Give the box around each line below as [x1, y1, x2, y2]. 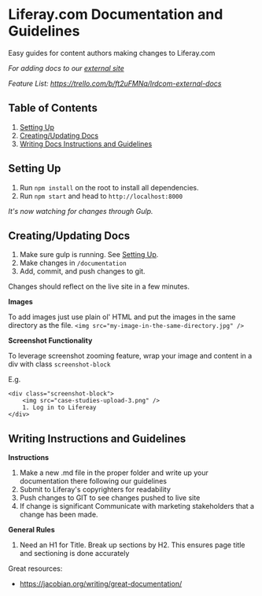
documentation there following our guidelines [19, 476, 168, 486]
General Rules [8, 525, 55, 535]
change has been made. [19, 510, 98, 520]
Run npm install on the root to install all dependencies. [19, 182, 199, 192]
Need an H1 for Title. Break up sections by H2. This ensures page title [19, 540, 245, 550]
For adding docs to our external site [8, 63, 124, 72]
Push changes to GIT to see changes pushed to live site [19, 493, 201, 502]
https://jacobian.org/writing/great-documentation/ [19, 579, 183, 589]
